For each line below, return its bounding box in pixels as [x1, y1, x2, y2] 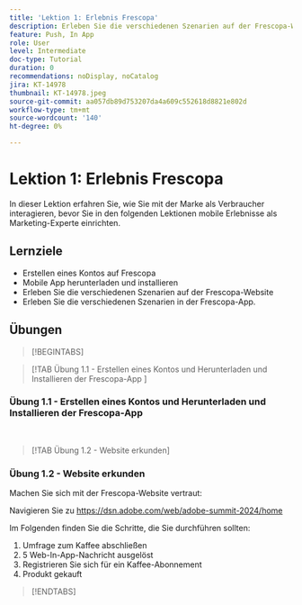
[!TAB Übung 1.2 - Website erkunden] [31, 445, 171, 456]
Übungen [9, 322, 63, 338]
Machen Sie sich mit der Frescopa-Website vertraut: [9, 488, 202, 499]
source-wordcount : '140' [9, 113, 102, 122]
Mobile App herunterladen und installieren [22, 276, 179, 288]
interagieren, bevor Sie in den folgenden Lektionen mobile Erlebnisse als [9, 208, 278, 219]
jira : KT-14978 [9, 80, 67, 89]
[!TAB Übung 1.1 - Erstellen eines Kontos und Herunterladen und [31, 364, 268, 375]
